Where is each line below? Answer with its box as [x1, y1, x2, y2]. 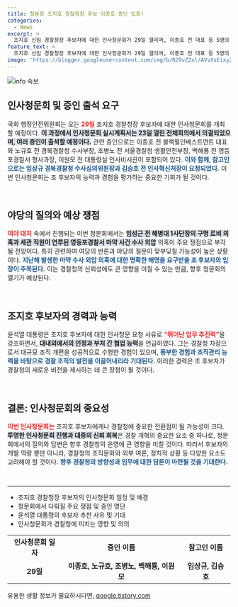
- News [13, 23, 33, 30]
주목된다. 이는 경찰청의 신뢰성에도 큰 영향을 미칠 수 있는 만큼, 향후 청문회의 [20, 265, 227, 273]
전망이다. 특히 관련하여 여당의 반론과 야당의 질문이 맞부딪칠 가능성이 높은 [14, 247, 215, 256]
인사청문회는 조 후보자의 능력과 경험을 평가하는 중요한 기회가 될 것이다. [14, 173, 210, 181]
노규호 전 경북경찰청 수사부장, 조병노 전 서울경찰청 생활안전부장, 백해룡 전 [14, 146, 217, 154]
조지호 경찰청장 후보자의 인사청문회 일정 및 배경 [17, 493, 149, 501]
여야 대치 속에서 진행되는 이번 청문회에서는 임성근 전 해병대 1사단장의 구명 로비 [7, 229, 222, 238]
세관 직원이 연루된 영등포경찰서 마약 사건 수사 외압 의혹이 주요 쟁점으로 [20, 238, 213, 246]
